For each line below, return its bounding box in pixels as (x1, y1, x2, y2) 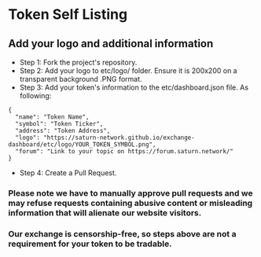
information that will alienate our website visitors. (8, 207, 202, 218)
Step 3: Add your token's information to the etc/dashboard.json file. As (19, 83, 249, 92)
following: (19, 91, 52, 100)
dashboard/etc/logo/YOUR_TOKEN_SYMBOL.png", (8, 141, 156, 149)
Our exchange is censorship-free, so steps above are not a (8, 228, 237, 239)
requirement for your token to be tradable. (8, 238, 172, 249)
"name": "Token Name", (15, 113, 90, 121)
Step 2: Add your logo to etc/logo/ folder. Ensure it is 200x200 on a (19, 66, 237, 75)
